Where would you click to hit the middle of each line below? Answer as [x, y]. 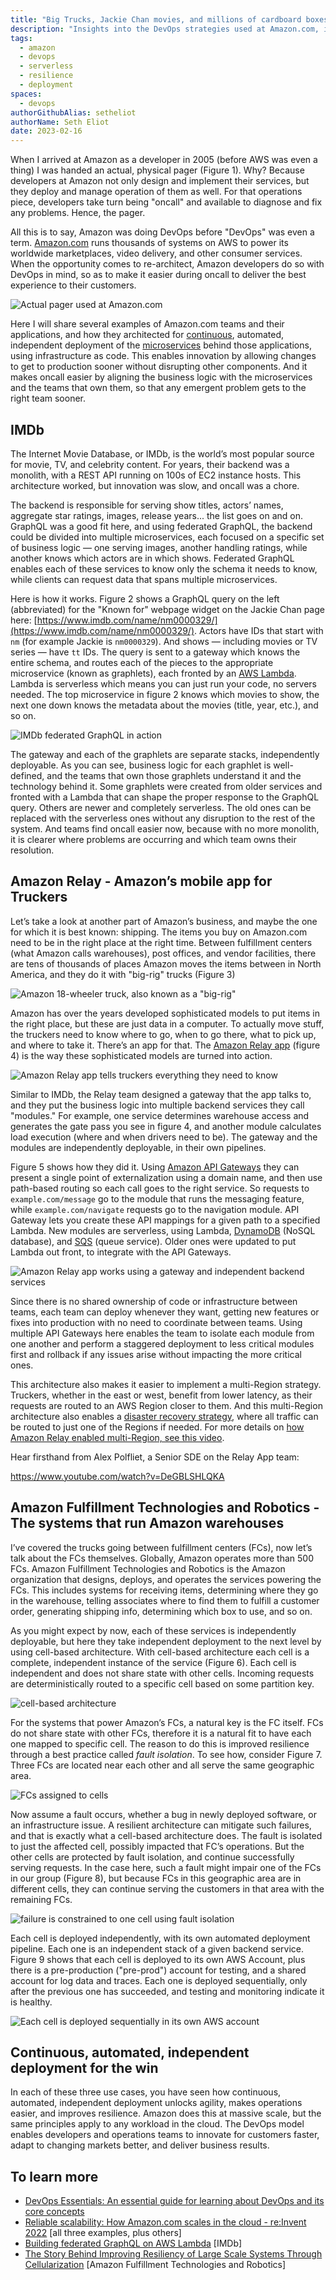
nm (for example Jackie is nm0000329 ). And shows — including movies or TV [164, 641]
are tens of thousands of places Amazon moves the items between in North [166, 963]
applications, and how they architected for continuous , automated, [147, 335]
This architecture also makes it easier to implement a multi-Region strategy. [166, 1384]
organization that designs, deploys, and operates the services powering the [166, 1579]
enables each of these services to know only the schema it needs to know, [164, 568]
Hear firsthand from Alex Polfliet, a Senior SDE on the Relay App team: [155, 1457]
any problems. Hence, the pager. [78, 213]
